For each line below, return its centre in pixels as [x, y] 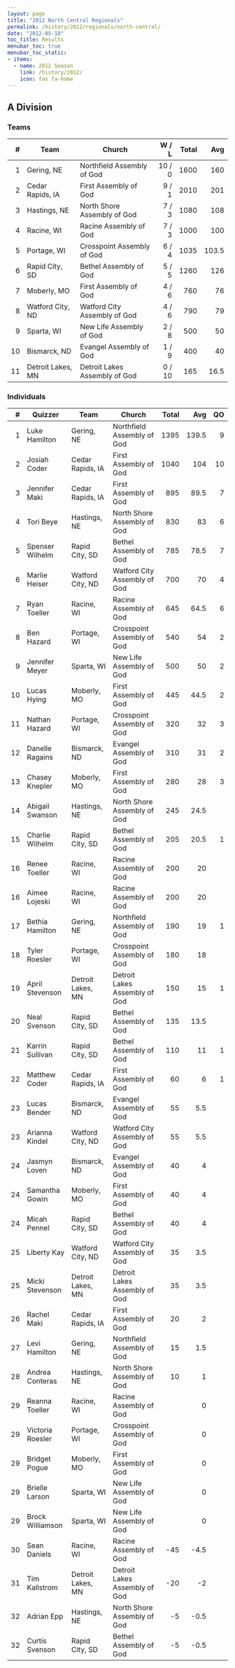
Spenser [41, 547]
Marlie [37, 575]
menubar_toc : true [34, 46]
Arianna [40, 1133]
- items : [20, 59]
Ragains [40, 757]
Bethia [37, 922]
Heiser [38, 584]
